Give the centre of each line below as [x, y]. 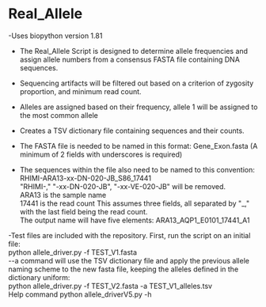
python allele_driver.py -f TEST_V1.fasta [72, 252]
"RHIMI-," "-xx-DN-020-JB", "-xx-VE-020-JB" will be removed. [122, 186]
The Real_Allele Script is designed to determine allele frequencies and [133, 51]
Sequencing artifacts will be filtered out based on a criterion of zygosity [137, 83]
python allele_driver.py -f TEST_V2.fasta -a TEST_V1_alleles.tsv [110, 286]
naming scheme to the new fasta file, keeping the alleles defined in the [123, 269]
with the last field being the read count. [84, 211]
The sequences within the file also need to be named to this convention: [137, 169]
